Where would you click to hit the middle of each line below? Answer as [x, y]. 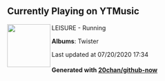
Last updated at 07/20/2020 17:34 [100, 54]
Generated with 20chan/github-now [105, 70]
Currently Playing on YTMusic [73, 11]
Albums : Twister [75, 41]
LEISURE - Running [79, 27]
